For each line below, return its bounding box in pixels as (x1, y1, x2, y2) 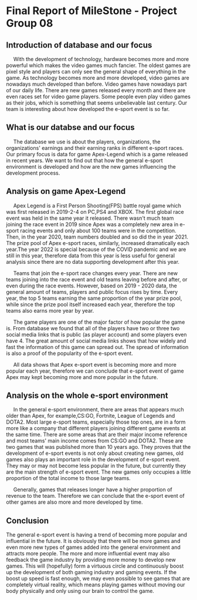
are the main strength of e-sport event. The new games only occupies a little (6, 468, 191, 475)
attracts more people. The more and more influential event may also (6, 550, 170, 557)
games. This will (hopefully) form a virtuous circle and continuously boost (6, 562, 184, 569)
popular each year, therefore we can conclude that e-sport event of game (6, 367, 184, 374)
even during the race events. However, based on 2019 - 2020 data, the (6, 282, 177, 289)
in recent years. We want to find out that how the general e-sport (6, 157, 163, 164)
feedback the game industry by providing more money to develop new (6, 557, 176, 564)
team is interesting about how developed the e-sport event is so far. (6, 106, 170, 112)
